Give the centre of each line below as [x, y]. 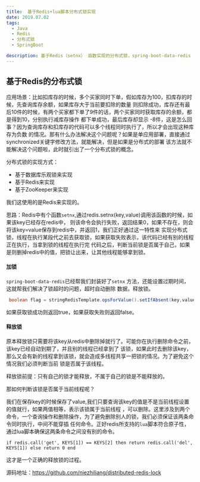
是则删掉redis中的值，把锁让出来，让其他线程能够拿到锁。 [77, 252]
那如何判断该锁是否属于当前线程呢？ [51, 389]
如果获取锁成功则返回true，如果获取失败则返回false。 [72, 312]
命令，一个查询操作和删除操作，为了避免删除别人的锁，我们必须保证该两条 [97, 416]
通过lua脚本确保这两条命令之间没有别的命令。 [62, 431]
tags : [13, 23]
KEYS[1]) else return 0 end [41, 448]
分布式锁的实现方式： [32, 162]
